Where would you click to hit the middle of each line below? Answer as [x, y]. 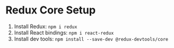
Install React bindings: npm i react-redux [64, 32]
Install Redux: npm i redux [46, 26]
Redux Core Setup [51, 10]
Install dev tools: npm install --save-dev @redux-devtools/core [91, 39]
